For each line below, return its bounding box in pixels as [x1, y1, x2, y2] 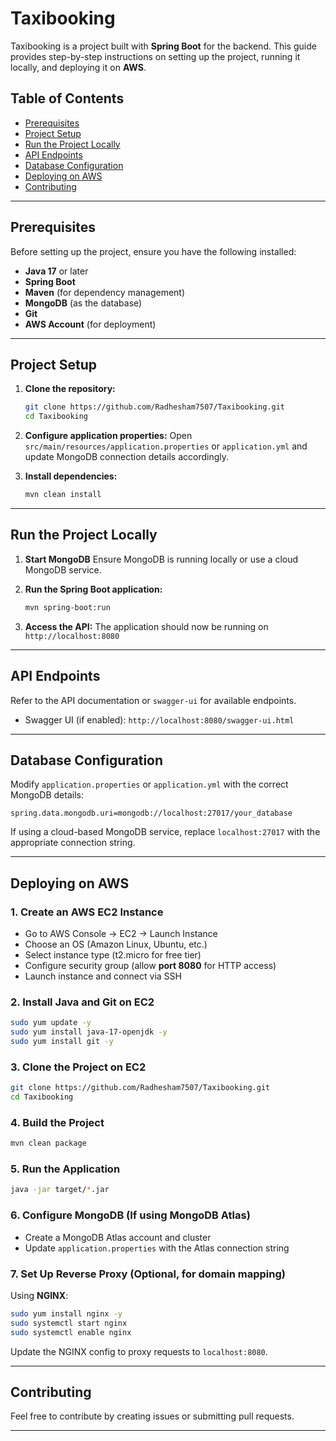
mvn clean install [24, 490, 102, 500]
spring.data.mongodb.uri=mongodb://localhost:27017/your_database [10, 808, 293, 819]
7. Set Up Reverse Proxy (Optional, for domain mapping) [10, 1267, 286, 1281]
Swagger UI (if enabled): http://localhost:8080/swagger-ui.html [24, 713, 295, 726]
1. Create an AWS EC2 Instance [10, 905, 164, 919]
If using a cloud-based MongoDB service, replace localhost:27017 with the [10, 826, 321, 838]
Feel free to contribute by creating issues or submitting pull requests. [10, 1410, 295, 1422]
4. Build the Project [10, 1115, 105, 1129]
